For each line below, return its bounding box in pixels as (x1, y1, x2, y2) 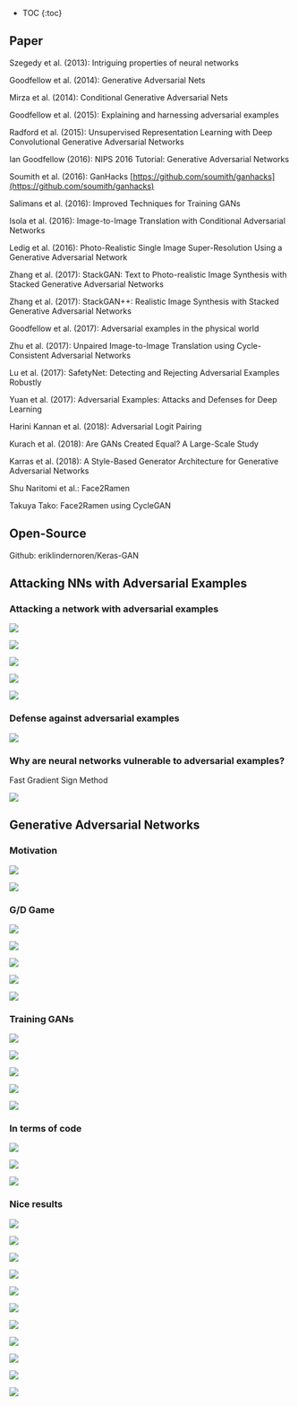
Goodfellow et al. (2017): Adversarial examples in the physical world (9, 323, 260, 334)
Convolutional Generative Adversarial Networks (9, 136, 185, 147)
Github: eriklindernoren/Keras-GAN (9, 550, 139, 560)
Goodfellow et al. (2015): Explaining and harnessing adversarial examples (9, 109, 279, 120)
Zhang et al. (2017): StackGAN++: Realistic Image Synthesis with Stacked (9, 296, 279, 307)
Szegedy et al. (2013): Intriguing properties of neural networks (9, 57, 239, 68)
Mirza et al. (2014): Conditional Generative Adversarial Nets (9, 91, 228, 102)
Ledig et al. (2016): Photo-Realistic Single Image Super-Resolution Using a (9, 242, 283, 253)
